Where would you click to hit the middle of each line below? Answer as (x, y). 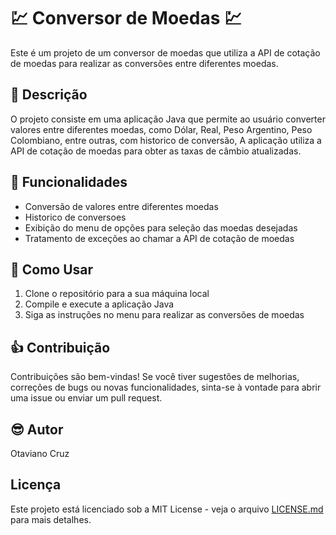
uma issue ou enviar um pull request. (86, 398)
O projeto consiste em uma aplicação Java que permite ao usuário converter (168, 119)
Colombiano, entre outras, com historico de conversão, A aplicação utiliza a (166, 140)
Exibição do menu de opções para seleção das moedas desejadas (161, 227)
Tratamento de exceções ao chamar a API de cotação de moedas (159, 238)
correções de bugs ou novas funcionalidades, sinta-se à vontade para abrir (166, 387)
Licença (36, 485)
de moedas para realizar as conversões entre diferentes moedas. (144, 63)
